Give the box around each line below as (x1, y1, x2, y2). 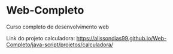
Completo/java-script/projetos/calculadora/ (6, 41, 114, 48)
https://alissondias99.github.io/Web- (76, 34, 167, 42)
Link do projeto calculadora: (6, 34, 75, 42)
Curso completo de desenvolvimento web (6, 23, 110, 30)
